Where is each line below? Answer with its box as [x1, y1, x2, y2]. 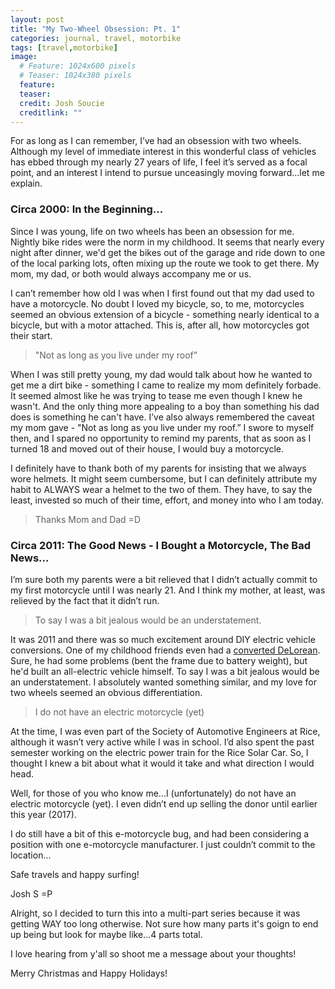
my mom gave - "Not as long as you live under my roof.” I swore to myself [10, 421, 315, 433]
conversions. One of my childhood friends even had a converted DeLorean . [10, 644, 321, 656]
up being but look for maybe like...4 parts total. [10, 928, 203, 940]
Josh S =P [10, 887, 53, 900]
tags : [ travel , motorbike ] [10, 42, 118, 53]
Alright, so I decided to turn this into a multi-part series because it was [10, 907, 301, 919]
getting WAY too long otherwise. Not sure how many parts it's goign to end [10, 917, 319, 930]
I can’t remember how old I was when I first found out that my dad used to [10, 287, 315, 299]
